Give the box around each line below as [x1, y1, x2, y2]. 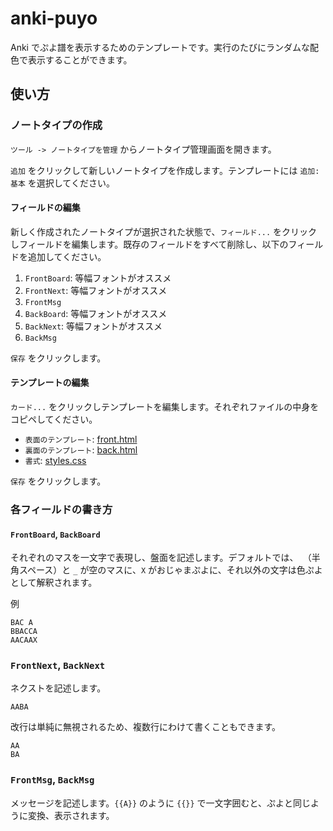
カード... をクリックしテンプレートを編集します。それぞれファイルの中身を [10, 401, 320, 413]
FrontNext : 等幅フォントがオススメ [24, 284, 168, 296]
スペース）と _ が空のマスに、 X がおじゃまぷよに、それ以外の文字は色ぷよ [18, 564, 323, 576]
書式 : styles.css [24, 455, 87, 467]
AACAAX [10, 635, 38, 646]
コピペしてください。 [10, 413, 98, 426]
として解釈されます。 [10, 577, 98, 589]
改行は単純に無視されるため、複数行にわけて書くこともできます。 [10, 721, 282, 733]
